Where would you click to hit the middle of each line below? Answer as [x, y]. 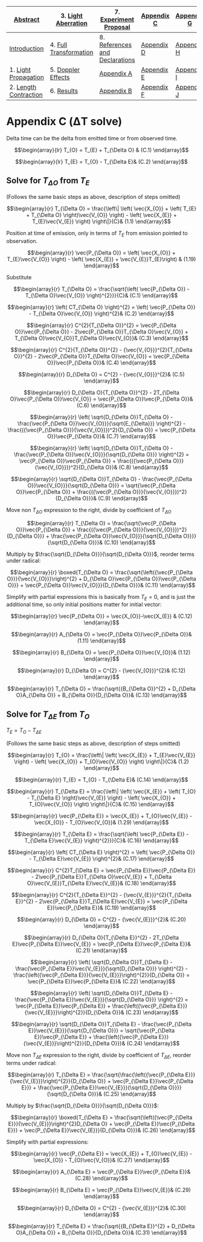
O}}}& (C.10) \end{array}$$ [122, 542]
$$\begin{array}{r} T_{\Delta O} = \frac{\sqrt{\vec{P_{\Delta [101, 523]
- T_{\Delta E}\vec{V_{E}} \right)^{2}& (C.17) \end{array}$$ [101, 859]
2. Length [23, 87]
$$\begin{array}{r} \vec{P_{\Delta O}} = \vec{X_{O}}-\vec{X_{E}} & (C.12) [101, 616]
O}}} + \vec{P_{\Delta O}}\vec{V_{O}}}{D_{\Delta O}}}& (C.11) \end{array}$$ [101, 585]
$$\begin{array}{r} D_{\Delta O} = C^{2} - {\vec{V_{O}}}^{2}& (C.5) [101, 374]
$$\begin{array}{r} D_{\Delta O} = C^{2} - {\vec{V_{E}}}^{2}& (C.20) [101, 920]
